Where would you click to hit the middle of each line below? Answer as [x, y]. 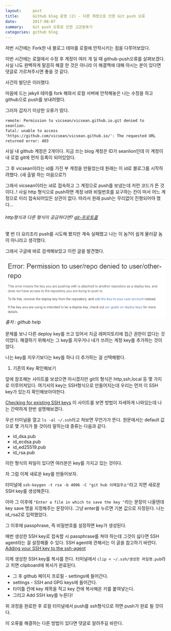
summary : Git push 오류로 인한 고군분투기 [49, 27]
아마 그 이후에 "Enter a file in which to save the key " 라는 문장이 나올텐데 [85, 502]
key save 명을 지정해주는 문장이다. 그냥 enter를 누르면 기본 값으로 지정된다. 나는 [85, 508]
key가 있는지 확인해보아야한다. [36, 392]
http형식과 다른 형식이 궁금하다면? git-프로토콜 [52, 217]
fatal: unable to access [32, 131]
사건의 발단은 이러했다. [28, 83]
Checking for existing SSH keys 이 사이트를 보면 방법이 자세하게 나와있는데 [81, 403]
